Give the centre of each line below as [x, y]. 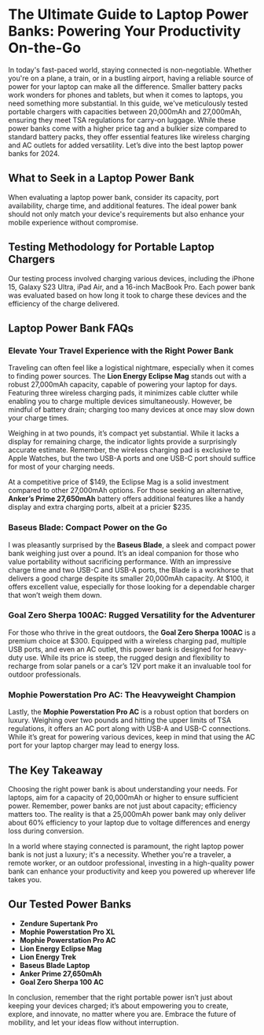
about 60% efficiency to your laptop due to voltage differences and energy [129, 822]
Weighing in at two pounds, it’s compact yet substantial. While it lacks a [124, 433]
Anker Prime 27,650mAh [60, 974]
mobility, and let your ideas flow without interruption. [93, 1022]
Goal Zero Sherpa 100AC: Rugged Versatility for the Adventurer [132, 615]
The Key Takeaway [56, 770]
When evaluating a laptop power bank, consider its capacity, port [114, 197]
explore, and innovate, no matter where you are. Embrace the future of [122, 1014]
